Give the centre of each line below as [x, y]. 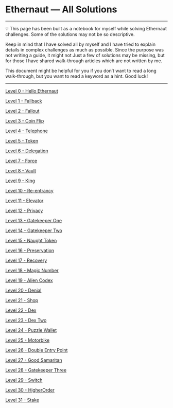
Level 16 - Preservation [30, 250]
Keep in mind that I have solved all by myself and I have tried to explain [81, 44]
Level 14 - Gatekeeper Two [34, 230]
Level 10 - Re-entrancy [30, 190]
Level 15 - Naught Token [31, 240]
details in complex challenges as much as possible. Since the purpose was [84, 49]
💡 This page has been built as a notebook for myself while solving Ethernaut [86, 28]
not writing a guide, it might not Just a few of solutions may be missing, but [85, 55]
